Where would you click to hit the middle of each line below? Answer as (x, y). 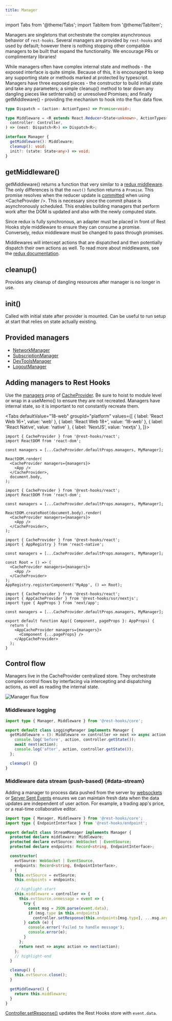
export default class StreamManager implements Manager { (68, 832)
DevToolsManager (32, 361)
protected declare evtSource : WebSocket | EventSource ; (71, 842)
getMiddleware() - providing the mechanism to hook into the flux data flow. (84, 99)
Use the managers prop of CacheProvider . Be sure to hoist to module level (84, 395)
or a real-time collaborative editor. (41, 809)
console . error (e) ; (48, 932)
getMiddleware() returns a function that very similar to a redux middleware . (84, 184)
